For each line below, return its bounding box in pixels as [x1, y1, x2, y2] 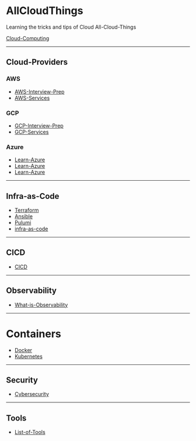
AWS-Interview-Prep [14, 88, 65, 95]
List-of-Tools [14, 429, 45, 436]
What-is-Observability [14, 301, 68, 308]
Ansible [14, 213, 33, 220]
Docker [14, 346, 33, 353]
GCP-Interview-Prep [14, 122, 64, 129]
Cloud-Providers [6, 57, 68, 67]
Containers [6, 327, 61, 340]
